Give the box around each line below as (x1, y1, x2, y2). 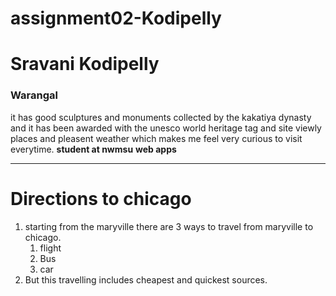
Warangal (10, 88, 58, 102)
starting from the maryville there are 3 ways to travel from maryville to (24, 220, 314, 232)
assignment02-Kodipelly (10, 7, 222, 30)
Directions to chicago (10, 187, 192, 210)
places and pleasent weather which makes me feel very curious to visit (10, 132, 303, 144)
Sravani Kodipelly (10, 53, 160, 76)
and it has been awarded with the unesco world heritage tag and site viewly (10, 122, 322, 134)
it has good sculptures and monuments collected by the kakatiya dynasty (10, 111, 312, 123)
